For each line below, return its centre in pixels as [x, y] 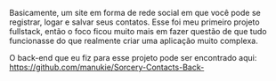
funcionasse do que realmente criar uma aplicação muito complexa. [134, 40]
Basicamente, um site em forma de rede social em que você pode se [135, 13]
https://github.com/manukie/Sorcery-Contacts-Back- [107, 67]
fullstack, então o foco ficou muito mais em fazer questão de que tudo [138, 31]
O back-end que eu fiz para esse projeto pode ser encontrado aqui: [133, 58]
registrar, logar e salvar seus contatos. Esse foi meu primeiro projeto [134, 22]
